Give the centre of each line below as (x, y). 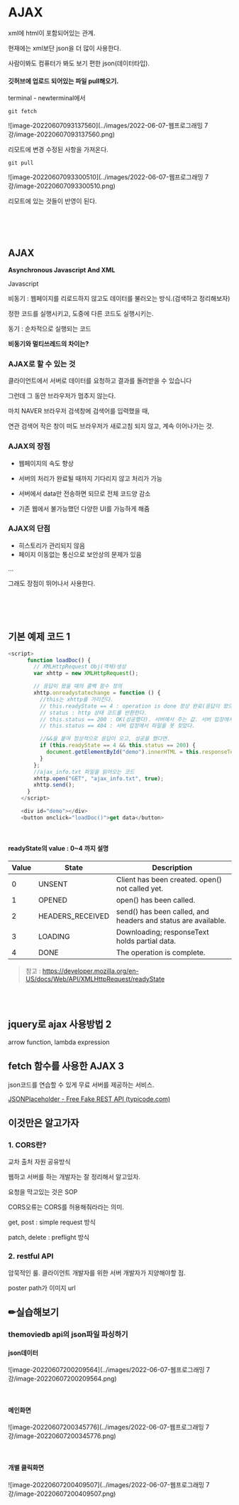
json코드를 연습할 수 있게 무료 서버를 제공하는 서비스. (81, 1085)
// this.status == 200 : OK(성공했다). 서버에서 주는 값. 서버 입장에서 (137, 719)
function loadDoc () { (59, 660)
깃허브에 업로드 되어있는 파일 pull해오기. (63, 81)
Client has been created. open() (169, 879)
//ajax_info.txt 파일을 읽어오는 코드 (84, 772)
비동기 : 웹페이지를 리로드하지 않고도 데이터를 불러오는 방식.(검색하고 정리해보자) (119, 298)
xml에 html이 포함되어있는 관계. (52, 33)
